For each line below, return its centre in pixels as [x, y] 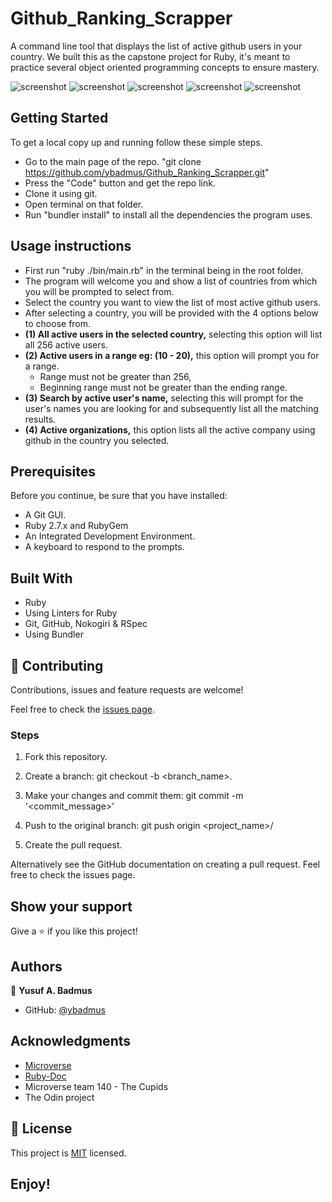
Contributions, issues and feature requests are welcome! [127, 690]
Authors [36, 966]
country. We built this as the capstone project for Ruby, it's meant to [150, 56]
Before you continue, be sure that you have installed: [119, 496]
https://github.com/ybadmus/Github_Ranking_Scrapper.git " [147, 172]
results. [40, 419]
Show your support [71, 906]
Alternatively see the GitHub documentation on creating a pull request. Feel [165, 864]
